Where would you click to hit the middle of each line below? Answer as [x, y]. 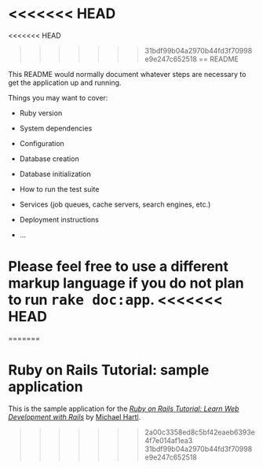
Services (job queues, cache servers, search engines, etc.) [115, 204]
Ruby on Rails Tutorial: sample [109, 370]
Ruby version [41, 113]
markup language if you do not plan [126, 283]
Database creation [49, 159]
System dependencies [56, 128]
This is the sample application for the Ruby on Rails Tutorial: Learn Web [124, 409]
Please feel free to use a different [119, 267]
